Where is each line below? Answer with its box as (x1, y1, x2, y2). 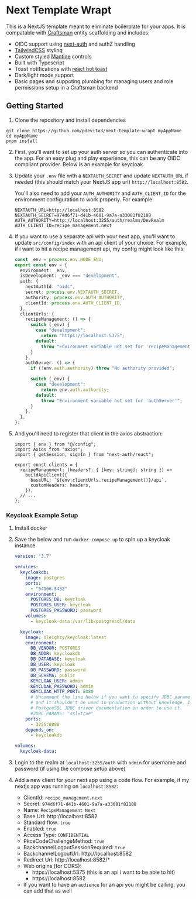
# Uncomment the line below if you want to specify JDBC (30, 694, 173, 700)
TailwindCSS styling (14, 46, 63, 53)
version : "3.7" (14, 554, 52, 560)
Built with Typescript (14, 59, 64, 66)
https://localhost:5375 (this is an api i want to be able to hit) (32, 869, 176, 876)
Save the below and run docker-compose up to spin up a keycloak (14, 536, 171, 543)
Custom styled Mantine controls (14, 53, 92, 60)
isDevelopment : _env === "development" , (20, 273, 120, 279)
